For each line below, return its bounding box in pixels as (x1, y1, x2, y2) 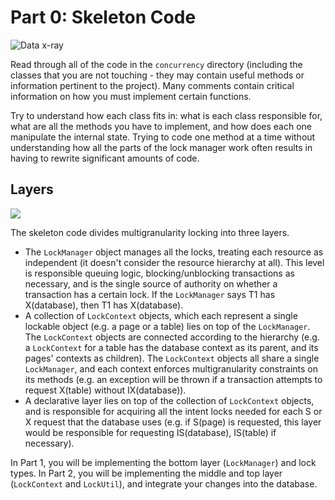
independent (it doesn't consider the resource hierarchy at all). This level (24, 256, 325, 268)
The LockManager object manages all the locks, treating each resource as (24, 246, 324, 258)
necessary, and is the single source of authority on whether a (24, 277, 278, 290)
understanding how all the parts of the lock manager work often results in (10, 141, 313, 153)
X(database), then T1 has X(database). (24, 299, 184, 311)
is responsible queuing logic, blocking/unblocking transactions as (24, 267, 295, 279)
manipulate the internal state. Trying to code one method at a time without (10, 131, 316, 143)
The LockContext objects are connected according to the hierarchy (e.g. (24, 331, 320, 343)
